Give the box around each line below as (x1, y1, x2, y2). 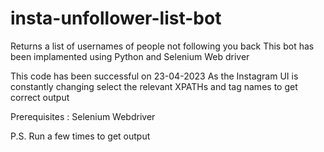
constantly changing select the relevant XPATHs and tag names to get (10, 80, 298, 92)
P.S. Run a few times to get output (10, 130, 151, 142)
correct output (10, 91, 70, 103)
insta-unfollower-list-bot (10, 7, 222, 30)
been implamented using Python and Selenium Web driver (10, 50, 250, 62)
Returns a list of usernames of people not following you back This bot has (10, 40, 315, 52)
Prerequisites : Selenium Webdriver (10, 110, 156, 122)
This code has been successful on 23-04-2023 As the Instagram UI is (10, 70, 299, 82)
